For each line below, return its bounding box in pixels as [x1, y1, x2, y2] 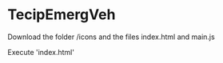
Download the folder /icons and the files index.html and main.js [7, 32, 215, 41]
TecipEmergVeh [7, 6, 116, 24]
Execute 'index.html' [7, 47, 75, 57]
